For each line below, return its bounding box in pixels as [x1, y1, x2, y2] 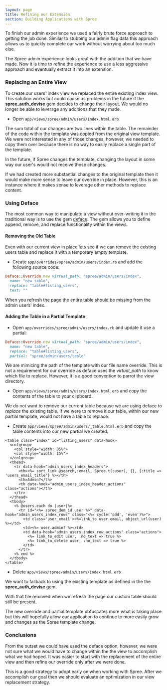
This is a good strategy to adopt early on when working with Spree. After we [5, 669, 162, 675]
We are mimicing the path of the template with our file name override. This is [5, 362, 163, 368]
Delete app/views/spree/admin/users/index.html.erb [12, 569, 121, 575]
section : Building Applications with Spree [5, 16, 97, 21]
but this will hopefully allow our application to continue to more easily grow [5, 614, 159, 620]
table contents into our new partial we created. [12, 428, 109, 434]
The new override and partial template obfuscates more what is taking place [5, 609, 162, 615]
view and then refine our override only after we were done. [5, 659, 126, 665]
